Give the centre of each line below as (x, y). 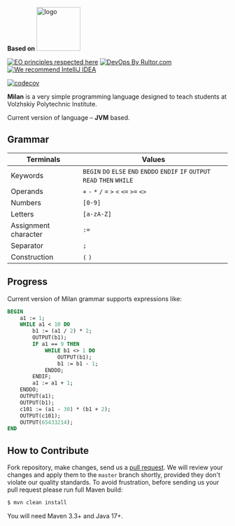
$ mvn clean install (37, 503)
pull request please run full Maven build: (65, 490)
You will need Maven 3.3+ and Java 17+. (65, 515)
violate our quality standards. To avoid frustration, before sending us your (113, 483)
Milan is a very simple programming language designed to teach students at (117, 97)
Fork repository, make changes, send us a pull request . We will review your (115, 468)
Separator (27, 245)
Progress (27, 282)
